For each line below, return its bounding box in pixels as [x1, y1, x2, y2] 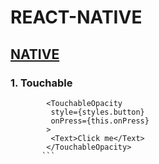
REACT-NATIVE [10, 6, 143, 29]
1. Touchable [10, 76, 73, 90]
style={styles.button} [50, 107, 145, 117]
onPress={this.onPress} [50, 116, 150, 126]
